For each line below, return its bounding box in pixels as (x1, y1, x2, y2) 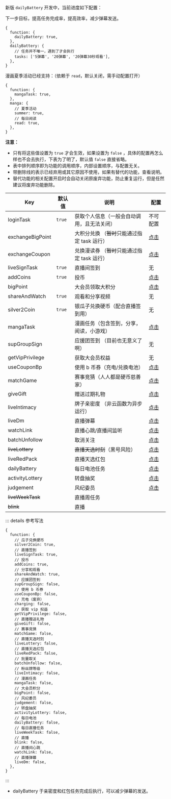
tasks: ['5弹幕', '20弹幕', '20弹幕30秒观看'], (14, 54, 110, 59)
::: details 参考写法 (5, 517, 44, 523)
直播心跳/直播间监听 (74, 427, 123, 434)
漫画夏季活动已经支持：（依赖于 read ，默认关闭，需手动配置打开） (5, 73, 143, 79)
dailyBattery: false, (14, 720, 60, 725)
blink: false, (14, 740, 44, 745)
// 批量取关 (14, 656, 37, 661)
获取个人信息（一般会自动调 (74, 213, 141, 219)
